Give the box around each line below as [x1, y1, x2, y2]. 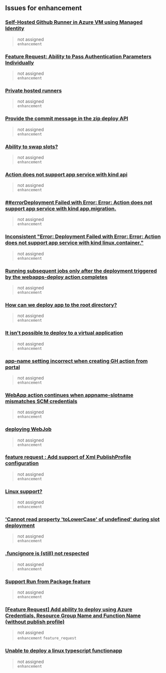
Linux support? [5, 488, 43, 495]
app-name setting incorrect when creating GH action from [5, 357, 148, 364]
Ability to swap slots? [5, 143, 58, 150]
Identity [5, 25, 25, 32]
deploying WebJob [5, 426, 52, 433]
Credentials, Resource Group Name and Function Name [5, 612, 141, 619]
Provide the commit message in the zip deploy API [5, 115, 128, 122]
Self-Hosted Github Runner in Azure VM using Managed [5, 19, 143, 26]
